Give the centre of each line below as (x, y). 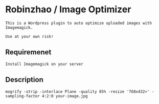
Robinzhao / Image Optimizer (68, 9)
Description (24, 80)
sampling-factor (22, 96)
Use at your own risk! (29, 36)
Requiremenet (28, 52)
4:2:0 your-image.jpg (65, 96)
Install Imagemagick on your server (44, 64)
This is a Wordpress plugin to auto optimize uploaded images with (79, 23)
